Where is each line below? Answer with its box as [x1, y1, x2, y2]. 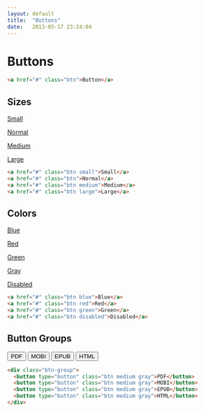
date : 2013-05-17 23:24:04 [7, 23, 92, 30]
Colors [7, 207, 37, 219]
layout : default [7, 10, 54, 17]
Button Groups [7, 333, 72, 345]
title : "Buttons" [7, 17, 61, 24]
